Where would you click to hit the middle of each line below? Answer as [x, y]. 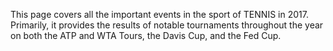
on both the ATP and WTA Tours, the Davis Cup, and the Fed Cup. [146, 35]
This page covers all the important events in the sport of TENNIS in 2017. [159, 14]
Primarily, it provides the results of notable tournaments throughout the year [167, 25]
